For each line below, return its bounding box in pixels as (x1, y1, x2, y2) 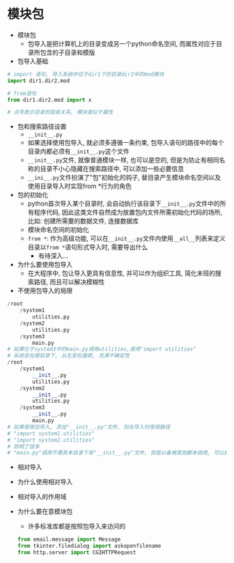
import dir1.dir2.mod (7, 77, 70, 84)
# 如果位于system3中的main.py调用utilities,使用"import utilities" (7, 346, 196, 353)
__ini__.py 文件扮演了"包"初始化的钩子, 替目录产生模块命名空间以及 (27, 173, 221, 182)
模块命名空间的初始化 (27, 226, 89, 234)
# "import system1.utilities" (7, 430, 95, 437)
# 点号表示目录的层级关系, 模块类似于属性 (7, 109, 114, 116)
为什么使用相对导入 (17, 478, 73, 486)
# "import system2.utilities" (7, 436, 95, 443)
